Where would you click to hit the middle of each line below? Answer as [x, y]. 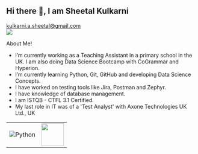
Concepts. [28, 81]
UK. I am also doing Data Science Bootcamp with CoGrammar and [97, 62]
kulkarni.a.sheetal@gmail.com [44, 25]
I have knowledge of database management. [70, 94]
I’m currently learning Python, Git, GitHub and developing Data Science [103, 74]
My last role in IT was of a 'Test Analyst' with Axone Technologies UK [101, 106]
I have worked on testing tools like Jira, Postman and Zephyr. [91, 87]
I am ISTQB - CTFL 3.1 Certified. [54, 100]
